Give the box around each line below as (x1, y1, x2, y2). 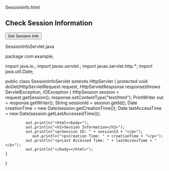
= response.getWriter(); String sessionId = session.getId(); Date (5, 100, 138, 106)
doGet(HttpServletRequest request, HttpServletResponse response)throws (5, 83, 160, 90)
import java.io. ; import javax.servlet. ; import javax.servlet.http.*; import (5, 63, 153, 69)
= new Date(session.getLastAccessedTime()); (5, 110, 101, 116)
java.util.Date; (5, 68, 34, 74)
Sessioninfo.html (5, 5, 40, 10)
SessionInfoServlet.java (5, 43, 54, 50)
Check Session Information (5, 19, 93, 27)
